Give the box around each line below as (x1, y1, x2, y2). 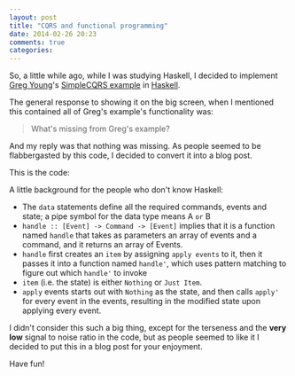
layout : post (9, 12, 58, 22)
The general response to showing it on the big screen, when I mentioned (9, 97, 275, 107)
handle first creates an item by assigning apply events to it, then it (21, 249, 263, 260)
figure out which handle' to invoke (21, 268, 148, 278)
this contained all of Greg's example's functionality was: (9, 106, 214, 117)
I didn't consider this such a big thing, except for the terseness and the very (9, 323, 287, 333)
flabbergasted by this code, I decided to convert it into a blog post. (9, 150, 252, 161)
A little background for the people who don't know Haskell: (9, 184, 224, 195)
